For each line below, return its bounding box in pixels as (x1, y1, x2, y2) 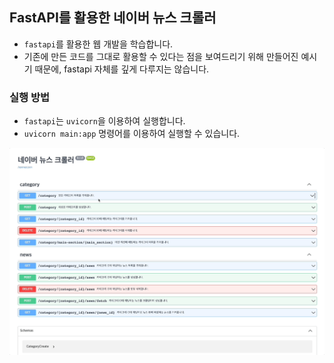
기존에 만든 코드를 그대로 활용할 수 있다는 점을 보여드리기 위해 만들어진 (23, 50, 299, 62)
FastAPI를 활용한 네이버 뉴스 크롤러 (9, 9, 217, 27)
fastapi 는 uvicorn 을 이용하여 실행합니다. (23, 115, 186, 127)
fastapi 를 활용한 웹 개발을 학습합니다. (23, 38, 174, 50)
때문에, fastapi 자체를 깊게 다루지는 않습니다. (34, 63, 210, 75)
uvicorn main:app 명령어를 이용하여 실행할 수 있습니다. (23, 128, 241, 140)
